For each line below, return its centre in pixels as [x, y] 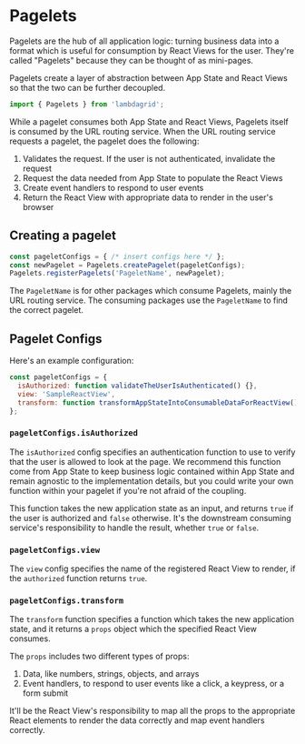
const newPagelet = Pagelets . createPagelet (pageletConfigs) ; [128, 265]
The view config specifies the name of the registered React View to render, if [152, 568]
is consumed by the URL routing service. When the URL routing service [143, 131]
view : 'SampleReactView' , [67, 394]
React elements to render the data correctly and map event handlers [137, 720]
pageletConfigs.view [55, 550]
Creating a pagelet [63, 236]
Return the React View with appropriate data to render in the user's [148, 197]
